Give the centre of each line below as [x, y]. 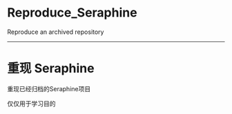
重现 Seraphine [51, 69]
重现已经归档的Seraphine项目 [49, 88]
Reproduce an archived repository [56, 32]
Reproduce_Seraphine [72, 13]
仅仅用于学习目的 [31, 103]
